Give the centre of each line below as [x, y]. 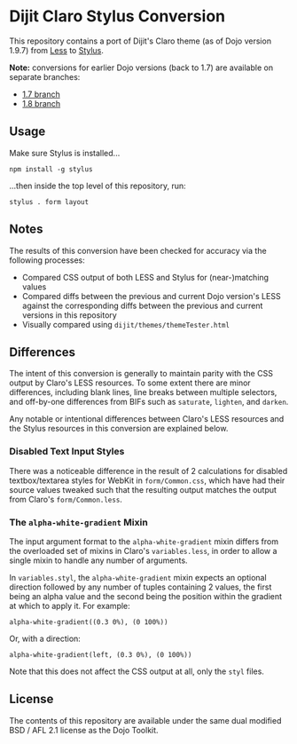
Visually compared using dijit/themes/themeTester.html [126, 324]
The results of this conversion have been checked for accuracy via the [138, 250]
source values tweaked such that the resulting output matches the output [143, 489]
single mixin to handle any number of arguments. [98, 560]
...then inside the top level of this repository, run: [98, 186]
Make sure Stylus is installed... [65, 153]
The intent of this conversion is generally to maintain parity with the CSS [141, 374]
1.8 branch [41, 103]
